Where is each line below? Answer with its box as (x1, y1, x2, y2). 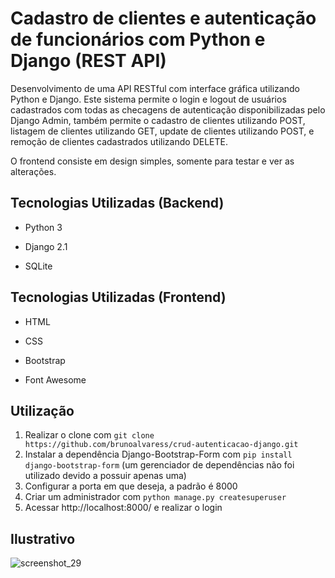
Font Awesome (24, 373, 87, 386)
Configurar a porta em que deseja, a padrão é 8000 (24, 480, 238, 492)
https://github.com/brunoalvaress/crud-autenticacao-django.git (24, 440, 299, 450)
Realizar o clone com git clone (24, 429, 155, 441)
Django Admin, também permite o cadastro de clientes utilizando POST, (10, 114, 306, 126)
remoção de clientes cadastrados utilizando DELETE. (10, 135, 228, 147)
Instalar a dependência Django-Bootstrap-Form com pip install (24, 448, 293, 461)
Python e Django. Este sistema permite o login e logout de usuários (10, 93, 287, 105)
